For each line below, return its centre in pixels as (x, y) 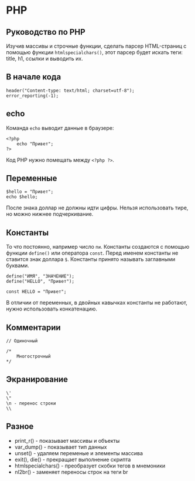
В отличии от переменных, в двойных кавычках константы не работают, (97, 303)
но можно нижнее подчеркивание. (50, 214)
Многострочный (34, 356)
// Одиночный (22, 341)
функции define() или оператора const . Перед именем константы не (92, 253)
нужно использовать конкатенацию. (52, 309)
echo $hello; (22, 197)
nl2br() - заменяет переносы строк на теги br (71, 472)
